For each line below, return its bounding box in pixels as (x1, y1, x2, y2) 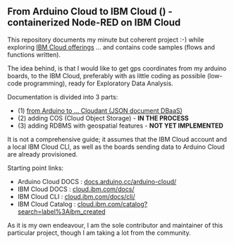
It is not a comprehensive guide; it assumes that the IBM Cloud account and (7, 135, 228, 143)
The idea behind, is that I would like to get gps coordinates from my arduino (7, 63, 227, 73)
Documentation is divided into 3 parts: (7, 92, 118, 101)
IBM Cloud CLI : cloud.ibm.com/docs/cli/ (17, 192, 135, 200)
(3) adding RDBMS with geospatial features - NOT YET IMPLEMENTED (17, 121, 223, 130)
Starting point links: (7, 164, 64, 172)
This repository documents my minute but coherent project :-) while (7, 35, 204, 44)
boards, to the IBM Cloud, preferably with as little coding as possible (7, 71, 206, 80)
